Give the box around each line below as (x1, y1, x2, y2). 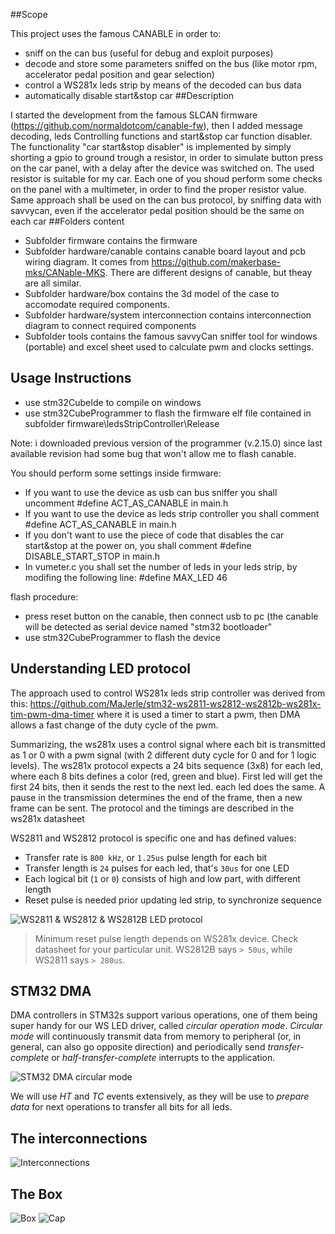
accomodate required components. (24, 299, 171, 310)
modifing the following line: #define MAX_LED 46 (24, 571, 228, 583)
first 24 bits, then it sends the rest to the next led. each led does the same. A (10, 780, 326, 793)
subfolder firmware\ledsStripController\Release (24, 417, 220, 429)
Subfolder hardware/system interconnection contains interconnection (24, 309, 312, 321)
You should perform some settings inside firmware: (10, 467, 222, 479)
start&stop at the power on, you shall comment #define (24, 539, 252, 551)
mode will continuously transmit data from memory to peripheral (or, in (10, 1030, 302, 1043)
